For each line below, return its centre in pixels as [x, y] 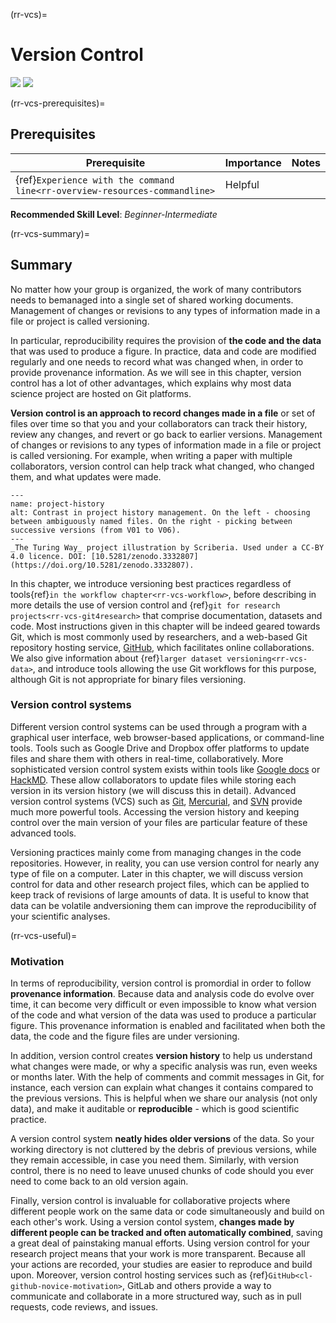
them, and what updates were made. [86, 476]
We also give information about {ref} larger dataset [116, 658]
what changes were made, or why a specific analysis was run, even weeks [164, 1066]
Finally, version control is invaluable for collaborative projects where [150, 1201]
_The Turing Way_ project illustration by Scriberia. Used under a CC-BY [167, 547]
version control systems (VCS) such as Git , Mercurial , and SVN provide [156, 801]
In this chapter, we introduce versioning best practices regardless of [151, 583]
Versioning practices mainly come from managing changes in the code [156, 852]
